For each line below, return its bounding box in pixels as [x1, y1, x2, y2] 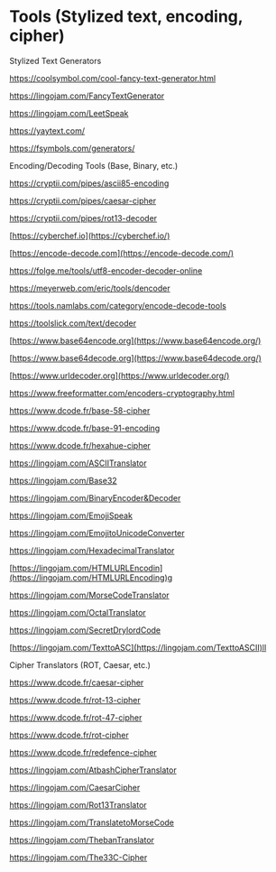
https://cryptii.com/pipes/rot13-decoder [9, 212, 158, 223]
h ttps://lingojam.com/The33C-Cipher [9, 851, 148, 863]
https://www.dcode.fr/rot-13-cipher [9, 694, 142, 705]
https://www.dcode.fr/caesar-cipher [9, 677, 144, 688]
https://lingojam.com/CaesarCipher [9, 782, 141, 793]
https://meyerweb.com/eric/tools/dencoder [9, 283, 170, 293]
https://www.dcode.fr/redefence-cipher [9, 747, 158, 757]
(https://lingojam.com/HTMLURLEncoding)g [9, 571, 173, 583]
